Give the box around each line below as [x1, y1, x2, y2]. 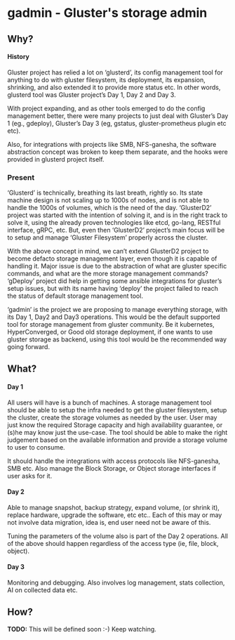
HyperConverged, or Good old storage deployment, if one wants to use [7, 328, 213, 337]
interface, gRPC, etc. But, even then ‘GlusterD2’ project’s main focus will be [7, 226, 225, 235]
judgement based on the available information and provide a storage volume [7, 436, 228, 444]
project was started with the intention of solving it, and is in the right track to [7, 211, 228, 219]
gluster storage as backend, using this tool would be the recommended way [7, 335, 227, 344]
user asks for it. [7, 471, 53, 480]
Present [7, 172, 35, 182]
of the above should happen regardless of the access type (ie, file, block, [7, 539, 219, 547]
